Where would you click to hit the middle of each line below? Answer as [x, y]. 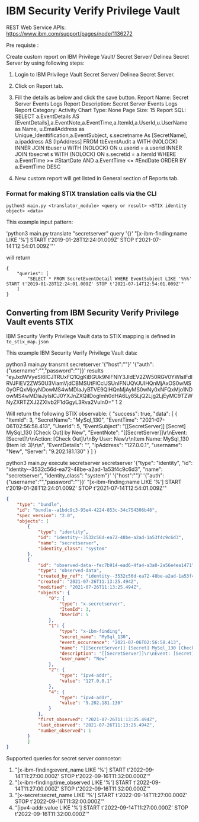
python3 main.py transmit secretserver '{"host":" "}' [69, 364]
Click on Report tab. [39, 86]
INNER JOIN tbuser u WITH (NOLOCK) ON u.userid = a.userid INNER [98, 148]
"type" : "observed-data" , [70, 571]
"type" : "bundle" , [39, 504]
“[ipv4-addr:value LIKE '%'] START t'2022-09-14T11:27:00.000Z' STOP [101, 808]
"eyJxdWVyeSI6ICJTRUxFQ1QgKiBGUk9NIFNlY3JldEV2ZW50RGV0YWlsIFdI [99, 377]
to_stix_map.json [28, 342]
